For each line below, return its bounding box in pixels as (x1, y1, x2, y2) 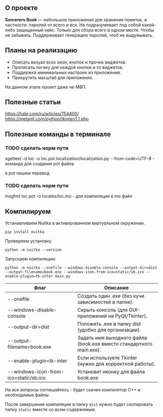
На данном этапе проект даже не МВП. (5, 84, 87, 90)
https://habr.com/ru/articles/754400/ (5, 111, 79, 117)
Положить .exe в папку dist (77, 321, 141, 327)
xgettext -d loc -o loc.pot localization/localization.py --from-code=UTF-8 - (5, 156, 155, 161)
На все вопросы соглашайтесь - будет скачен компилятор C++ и (5, 387, 141, 393)
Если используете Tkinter (77, 354, 137, 361)
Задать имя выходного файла (77, 335, 147, 341)
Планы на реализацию (5, 46, 78, 55)
